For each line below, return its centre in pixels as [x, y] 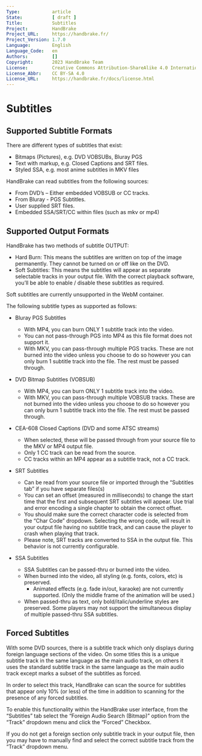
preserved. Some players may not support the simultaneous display [108, 607]
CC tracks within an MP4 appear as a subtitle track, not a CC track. [107, 459]
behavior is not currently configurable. [71, 546]
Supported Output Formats [58, 231]
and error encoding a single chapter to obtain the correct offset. [103, 508]
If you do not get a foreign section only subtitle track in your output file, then [101, 734]
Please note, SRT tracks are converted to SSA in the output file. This [109, 539]
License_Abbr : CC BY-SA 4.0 [45, 73]
